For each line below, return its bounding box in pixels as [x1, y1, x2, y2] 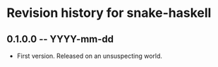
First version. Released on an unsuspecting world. [16, 51, 163, 60]
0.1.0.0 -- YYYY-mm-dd [6, 33, 114, 45]
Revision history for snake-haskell [6, 5, 212, 21]
